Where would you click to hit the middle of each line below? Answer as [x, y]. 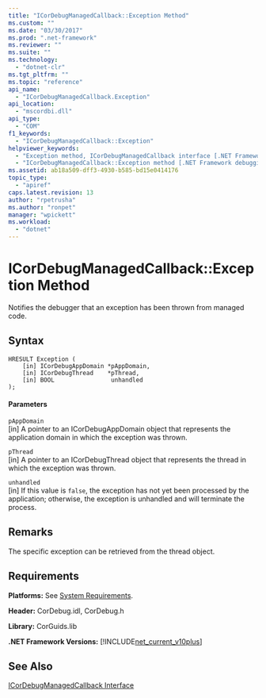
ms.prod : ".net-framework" [53, 38]
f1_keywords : [30, 133]
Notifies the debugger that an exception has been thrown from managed [126, 307]
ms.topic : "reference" [46, 82]
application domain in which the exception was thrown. [98, 437]
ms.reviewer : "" [35, 45]
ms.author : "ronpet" [42, 207]
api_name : [25, 89]
